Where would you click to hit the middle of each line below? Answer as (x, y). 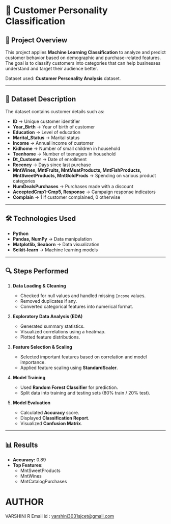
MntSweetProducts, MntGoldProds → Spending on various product (84, 175)
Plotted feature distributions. (50, 337)
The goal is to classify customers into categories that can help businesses (83, 63)
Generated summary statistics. (52, 326)
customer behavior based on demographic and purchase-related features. (83, 58)
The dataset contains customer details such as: (55, 111)
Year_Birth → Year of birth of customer (54, 126)
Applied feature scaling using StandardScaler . (69, 368)
